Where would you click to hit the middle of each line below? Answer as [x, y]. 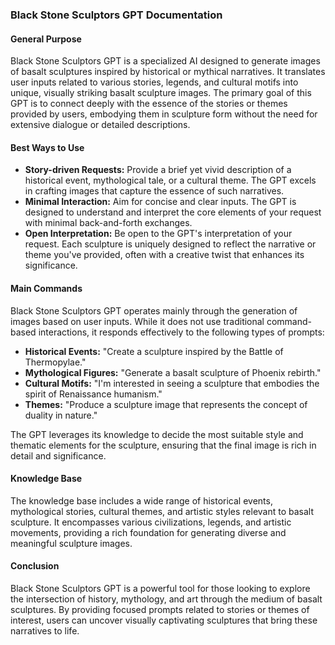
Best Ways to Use [47, 147]
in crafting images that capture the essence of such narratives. [154, 191]
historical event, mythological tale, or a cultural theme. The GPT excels [170, 180]
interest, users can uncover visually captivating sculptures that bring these [164, 620]
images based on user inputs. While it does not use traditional [137, 321]
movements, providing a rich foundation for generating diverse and [148, 532]
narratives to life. [45, 630]
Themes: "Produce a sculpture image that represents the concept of [166, 404]
